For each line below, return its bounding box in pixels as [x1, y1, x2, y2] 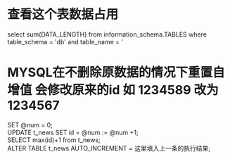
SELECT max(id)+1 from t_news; [7, 135, 101, 144]
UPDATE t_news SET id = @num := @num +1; [7, 128, 139, 136]
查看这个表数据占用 [7, 6, 119, 23]
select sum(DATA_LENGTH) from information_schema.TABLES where [7, 30, 207, 39]
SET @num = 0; [7, 120, 53, 129]
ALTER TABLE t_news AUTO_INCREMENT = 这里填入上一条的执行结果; [7, 144, 211, 152]
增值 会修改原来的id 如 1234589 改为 [7, 82, 219, 98]
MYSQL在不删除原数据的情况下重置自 [7, 65, 225, 81]
